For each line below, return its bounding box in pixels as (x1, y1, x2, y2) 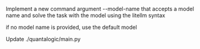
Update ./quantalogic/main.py (6, 36, 81, 42)
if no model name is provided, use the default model (6, 24, 137, 31)
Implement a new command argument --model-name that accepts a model (6, 6, 194, 12)
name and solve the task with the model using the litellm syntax (6, 12, 166, 19)
